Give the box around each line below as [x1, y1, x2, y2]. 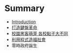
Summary [4, 3, 44, 14]
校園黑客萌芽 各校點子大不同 [11, 30, 68, 36]
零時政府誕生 [11, 42, 37, 48]
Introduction [11, 19, 36, 25]
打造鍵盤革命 [11, 25, 37, 30]
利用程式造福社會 [11, 37, 46, 42]
